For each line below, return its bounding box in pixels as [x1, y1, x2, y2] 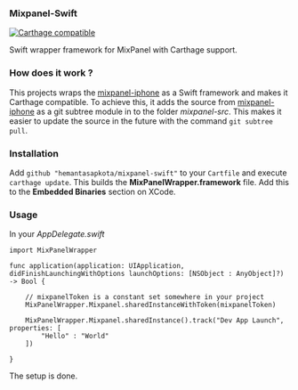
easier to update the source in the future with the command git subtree [9, 115, 273, 126]
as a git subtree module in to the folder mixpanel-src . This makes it [36, 106, 282, 117]
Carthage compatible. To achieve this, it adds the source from [9, 96, 236, 107]
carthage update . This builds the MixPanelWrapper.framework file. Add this [9, 176, 289, 187]
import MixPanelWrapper [9, 246, 98, 256]
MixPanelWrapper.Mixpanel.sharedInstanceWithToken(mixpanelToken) [25, 301, 277, 310]
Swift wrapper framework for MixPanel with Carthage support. [9, 45, 238, 55]
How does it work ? [9, 67, 93, 79]
